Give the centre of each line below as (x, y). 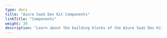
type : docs (16, 10)
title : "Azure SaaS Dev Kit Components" (48, 14)
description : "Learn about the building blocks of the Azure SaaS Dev (80, 28)
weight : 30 (16, 23)
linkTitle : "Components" (31, 19)
